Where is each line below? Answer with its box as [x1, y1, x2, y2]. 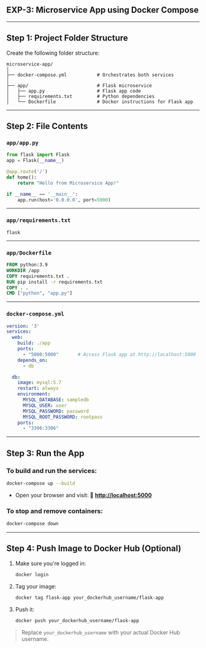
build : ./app [17, 340, 51, 346]
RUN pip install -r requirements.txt [6, 279, 103, 285]
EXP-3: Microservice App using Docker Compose [6, 5, 199, 15]
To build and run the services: [6, 466, 97, 475]
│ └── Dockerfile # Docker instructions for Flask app [6, 98, 193, 105]
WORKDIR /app [6, 267, 40, 274]
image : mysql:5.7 [17, 380, 62, 386]
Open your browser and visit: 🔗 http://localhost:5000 [15, 491, 152, 499]
